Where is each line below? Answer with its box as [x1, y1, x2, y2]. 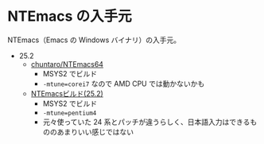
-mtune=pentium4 [42, 109, 97, 117]
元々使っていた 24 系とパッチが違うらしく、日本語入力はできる [42, 117, 250, 126]
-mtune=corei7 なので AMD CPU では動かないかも [42, 79, 205, 88]
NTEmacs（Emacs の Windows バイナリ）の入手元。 [7, 35, 181, 45]
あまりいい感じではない [56, 126, 134, 136]
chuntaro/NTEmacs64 [30, 59, 104, 68]
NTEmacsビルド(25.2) [30, 88, 104, 98]
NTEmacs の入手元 [7, 7, 132, 25]
